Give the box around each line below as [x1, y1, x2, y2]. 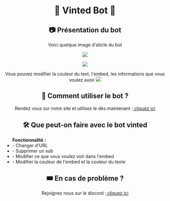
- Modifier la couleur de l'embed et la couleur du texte [12, 159, 126, 165]
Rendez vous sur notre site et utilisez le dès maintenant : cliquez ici [14, 105, 156, 111]
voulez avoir [69, 77, 95, 83]
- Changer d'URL [12, 142, 48, 148]
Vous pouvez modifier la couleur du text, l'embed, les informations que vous [5, 71, 165, 77]
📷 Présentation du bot [48, 26, 122, 34]
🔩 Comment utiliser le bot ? [41, 92, 129, 100]
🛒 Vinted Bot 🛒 [54, 5, 116, 16]
